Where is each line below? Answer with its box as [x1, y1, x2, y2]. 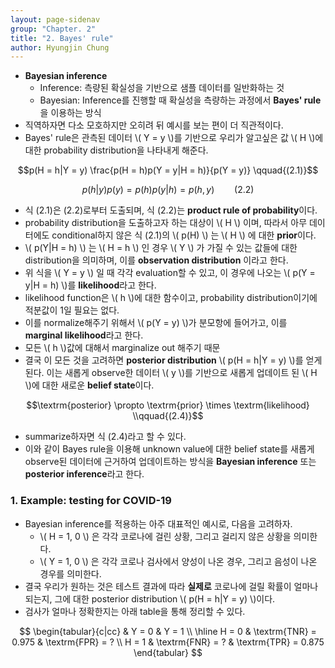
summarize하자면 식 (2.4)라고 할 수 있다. [24, 431, 187, 443]
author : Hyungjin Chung [10, 42, 110, 53]
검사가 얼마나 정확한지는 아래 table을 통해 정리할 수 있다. [24, 605, 246, 617]
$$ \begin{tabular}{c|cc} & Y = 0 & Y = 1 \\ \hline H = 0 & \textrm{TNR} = [19, 625, 317, 637]
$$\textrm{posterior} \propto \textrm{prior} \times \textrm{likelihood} [26, 399, 310, 411]
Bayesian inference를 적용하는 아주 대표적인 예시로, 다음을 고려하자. [24, 517, 293, 530]
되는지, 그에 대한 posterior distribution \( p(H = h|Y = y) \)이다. [24, 592, 276, 605]
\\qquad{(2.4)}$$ [132, 410, 204, 422]
